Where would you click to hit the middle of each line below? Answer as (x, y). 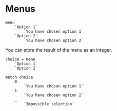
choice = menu (21, 59)
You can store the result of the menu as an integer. (59, 50)
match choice (19, 77)
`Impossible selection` (49, 104)
